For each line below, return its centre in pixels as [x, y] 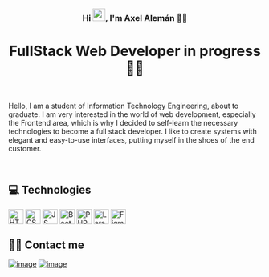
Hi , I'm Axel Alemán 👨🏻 [135, 18]
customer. [25, 148]
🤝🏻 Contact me [46, 245]
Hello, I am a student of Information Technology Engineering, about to [124, 106]
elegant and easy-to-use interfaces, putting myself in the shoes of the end [131, 139]
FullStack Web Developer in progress [135, 51]
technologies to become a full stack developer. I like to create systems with [132, 131]
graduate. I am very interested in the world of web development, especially [132, 114]
